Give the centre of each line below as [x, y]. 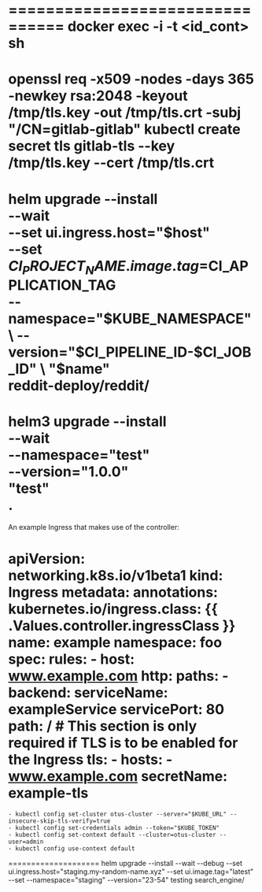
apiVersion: [46, 559]
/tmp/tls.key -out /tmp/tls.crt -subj [125, 113]
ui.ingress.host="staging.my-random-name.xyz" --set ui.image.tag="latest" [131, 872]
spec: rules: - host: [72, 659]
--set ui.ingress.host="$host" [109, 232]
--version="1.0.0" [68, 472]
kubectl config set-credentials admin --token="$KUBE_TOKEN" [118, 828]
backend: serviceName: [88, 693]
